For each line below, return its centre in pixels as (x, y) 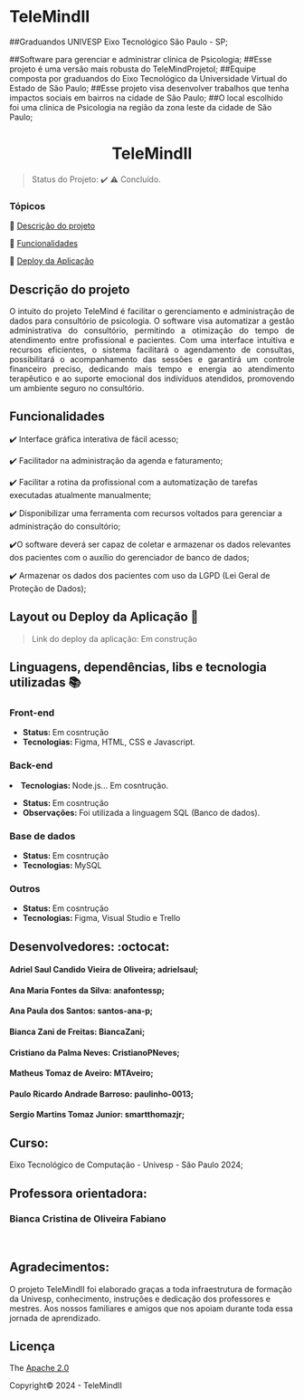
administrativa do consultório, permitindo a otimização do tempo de (152, 330)
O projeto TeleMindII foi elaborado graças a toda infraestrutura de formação (151, 1289)
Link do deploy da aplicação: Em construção (114, 638)
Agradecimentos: (60, 1267)
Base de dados (43, 836)
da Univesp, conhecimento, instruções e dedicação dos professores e (140, 1299)
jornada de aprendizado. (55, 1318)
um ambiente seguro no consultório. (77, 388)
